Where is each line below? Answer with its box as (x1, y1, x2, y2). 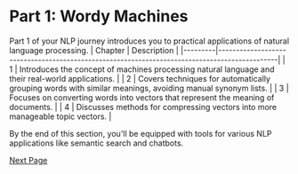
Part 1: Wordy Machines (9, 6, 189, 27)
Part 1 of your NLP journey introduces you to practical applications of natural (9, 36, 290, 46)
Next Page (9, 154, 48, 165)
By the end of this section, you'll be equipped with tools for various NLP (9, 128, 273, 138)
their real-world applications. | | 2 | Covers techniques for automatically (9, 73, 271, 83)
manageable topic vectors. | (9, 111, 112, 122)
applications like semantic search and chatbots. (9, 138, 184, 148)
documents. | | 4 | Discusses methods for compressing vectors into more (9, 101, 278, 112)
